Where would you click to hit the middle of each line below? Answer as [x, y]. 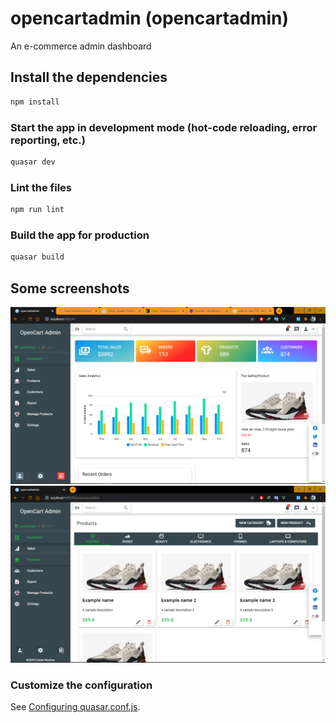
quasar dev [33, 162]
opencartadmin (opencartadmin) [150, 18]
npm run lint [37, 210]
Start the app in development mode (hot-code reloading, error [164, 127]
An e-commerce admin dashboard [81, 46]
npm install [35, 102]
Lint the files [41, 187]
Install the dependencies [89, 77]
